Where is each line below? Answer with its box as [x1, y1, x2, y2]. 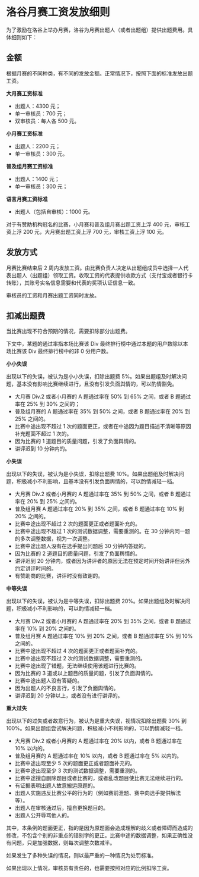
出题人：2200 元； [14, 142, 61, 149]
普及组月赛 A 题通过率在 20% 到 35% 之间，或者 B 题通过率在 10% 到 [14, 505, 185, 512]
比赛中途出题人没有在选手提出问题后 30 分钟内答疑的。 [14, 543, 149, 550]
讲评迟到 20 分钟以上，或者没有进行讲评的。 [14, 692, 123, 699]
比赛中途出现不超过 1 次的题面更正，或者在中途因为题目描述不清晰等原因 [14, 423, 191, 430]
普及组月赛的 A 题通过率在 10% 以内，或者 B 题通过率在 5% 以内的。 [14, 752, 182, 759]
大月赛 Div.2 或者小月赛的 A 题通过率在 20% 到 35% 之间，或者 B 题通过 [14, 618, 191, 625]
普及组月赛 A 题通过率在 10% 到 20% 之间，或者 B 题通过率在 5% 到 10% [14, 632, 193, 640]
